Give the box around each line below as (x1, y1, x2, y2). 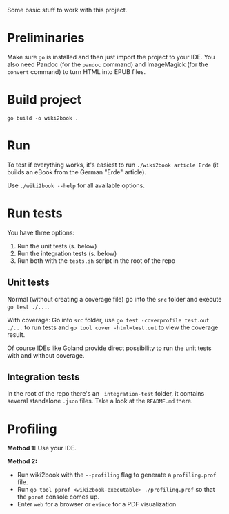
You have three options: (7, 228, 74, 237)
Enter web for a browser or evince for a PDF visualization (17, 500, 177, 508)
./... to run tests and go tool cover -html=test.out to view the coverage (7, 323, 219, 331)
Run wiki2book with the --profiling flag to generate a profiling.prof (17, 470, 217, 479)
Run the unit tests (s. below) (17, 241, 97, 250)
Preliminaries (7, 30, 85, 46)
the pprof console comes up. (17, 493, 100, 501)
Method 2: (7, 457, 38, 466)
